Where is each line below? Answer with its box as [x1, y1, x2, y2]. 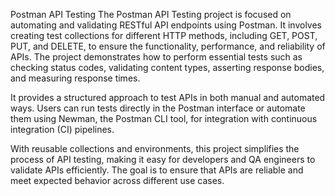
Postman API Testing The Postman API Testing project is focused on [10, 9, 292, 20]
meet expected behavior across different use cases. [10, 175, 225, 186]
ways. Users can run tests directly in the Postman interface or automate [10, 102, 306, 114]
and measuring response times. [10, 72, 141, 84]
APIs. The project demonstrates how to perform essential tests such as [10, 51, 303, 63]
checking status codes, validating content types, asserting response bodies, [10, 62, 325, 73]
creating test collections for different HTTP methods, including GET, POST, [10, 30, 318, 41]
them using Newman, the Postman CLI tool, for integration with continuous [10, 113, 318, 124]
